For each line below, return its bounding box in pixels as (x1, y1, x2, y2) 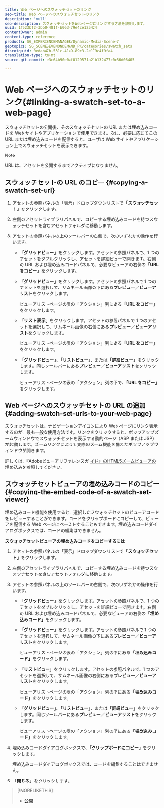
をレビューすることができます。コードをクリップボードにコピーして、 (5, 515, 146, 521)
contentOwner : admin (5, 30, 47, 35)
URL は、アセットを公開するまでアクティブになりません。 (5, 162, 121, 168)
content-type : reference (5, 35, 56, 40)
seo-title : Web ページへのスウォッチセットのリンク (5, 12, 100, 17)
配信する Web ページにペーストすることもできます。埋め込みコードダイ (13, 521, 158, 527)
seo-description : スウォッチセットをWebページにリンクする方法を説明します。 (5, 21, 147, 26)
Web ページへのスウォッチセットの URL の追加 (5, 401, 146, 410)
